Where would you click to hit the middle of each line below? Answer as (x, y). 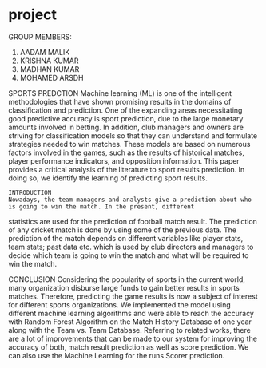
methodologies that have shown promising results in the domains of (120, 101)
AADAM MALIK (45, 52)
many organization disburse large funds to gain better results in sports (124, 287)
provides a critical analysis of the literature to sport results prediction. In (127, 169)
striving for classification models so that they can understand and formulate (133, 135)
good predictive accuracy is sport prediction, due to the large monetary (126, 118)
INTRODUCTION (30, 192)
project (33, 15)
